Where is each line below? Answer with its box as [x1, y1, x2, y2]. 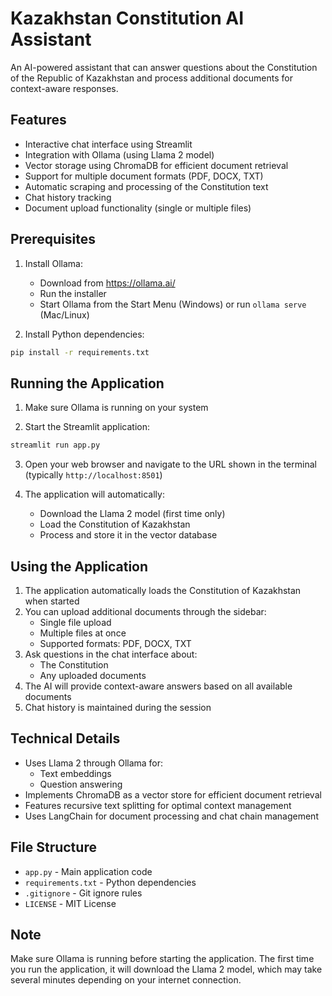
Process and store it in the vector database [39, 529, 218, 541]
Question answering [39, 778, 123, 790]
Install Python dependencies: [24, 328, 145, 340]
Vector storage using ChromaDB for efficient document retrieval [24, 159, 289, 171]
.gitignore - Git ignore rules [24, 887, 143, 899]
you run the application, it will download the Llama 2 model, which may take [10, 963, 323, 976]
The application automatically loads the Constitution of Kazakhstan [24, 584, 302, 596]
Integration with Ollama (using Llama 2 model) [24, 148, 215, 161]
